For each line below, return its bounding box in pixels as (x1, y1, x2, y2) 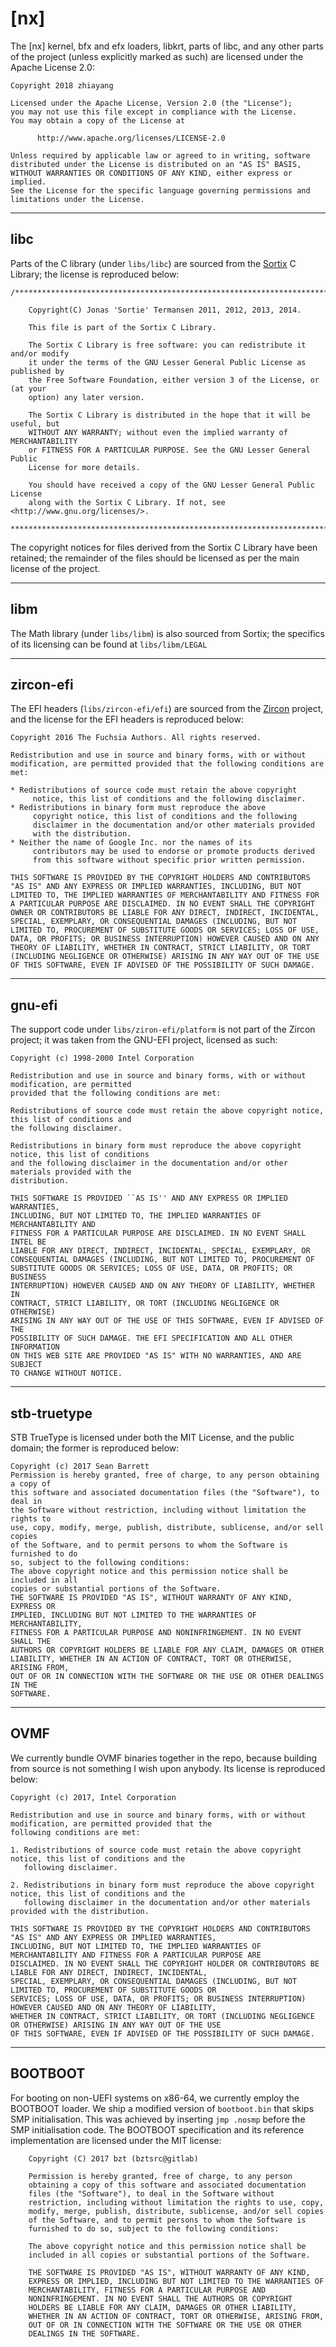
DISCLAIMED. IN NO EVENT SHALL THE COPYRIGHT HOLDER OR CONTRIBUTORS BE (10, 1958, 320, 1969)
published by (10, 366, 65, 376)
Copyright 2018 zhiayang (10, 80, 114, 91)
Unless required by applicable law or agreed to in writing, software (10, 150, 311, 161)
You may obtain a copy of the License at (10, 115, 186, 126)
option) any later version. (28, 392, 145, 402)
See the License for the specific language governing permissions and (10, 185, 311, 196)
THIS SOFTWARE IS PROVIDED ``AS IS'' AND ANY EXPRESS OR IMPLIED (10, 1193, 288, 1204)
